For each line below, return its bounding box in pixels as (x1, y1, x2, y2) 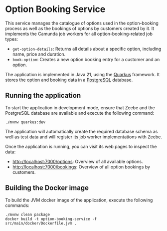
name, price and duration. (12, 51, 66, 57)
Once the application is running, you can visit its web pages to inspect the (5, 143, 157, 149)
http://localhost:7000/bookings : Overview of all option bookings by (12, 164, 151, 170)
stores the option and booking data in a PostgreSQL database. (5, 77, 133, 83)
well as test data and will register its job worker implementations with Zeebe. (5, 134, 163, 140)
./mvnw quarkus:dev (5, 119, 46, 125)
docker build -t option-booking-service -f (5, 216, 97, 221)
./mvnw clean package (5, 212, 50, 217)
